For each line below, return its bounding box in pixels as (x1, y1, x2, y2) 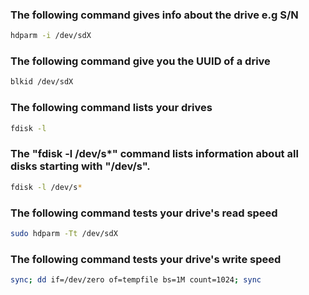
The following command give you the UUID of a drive (10, 54, 271, 68)
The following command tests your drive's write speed (10, 252, 282, 266)
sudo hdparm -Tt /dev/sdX (10, 228, 118, 238)
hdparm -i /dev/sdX (10, 31, 92, 41)
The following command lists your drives (10, 101, 213, 115)
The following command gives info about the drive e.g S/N (10, 8, 299, 22)
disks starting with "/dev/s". (10, 159, 151, 173)
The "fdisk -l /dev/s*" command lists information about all (10, 147, 299, 161)
